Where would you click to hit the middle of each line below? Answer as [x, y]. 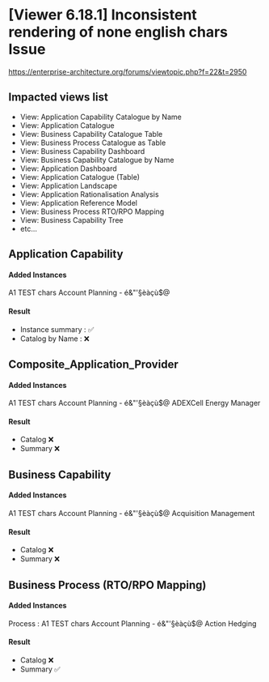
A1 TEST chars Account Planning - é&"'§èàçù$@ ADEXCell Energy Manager [134, 403]
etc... [29, 228]
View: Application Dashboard [68, 168]
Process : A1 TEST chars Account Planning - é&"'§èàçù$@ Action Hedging [132, 623]
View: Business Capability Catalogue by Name [97, 160]
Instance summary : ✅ [57, 329]
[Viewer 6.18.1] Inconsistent [103, 15]
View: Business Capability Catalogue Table [91, 134]
